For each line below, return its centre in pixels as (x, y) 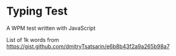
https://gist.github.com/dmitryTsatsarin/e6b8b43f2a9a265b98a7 (88, 46)
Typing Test (37, 11)
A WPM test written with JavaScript (51, 28)
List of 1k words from (33, 40)
